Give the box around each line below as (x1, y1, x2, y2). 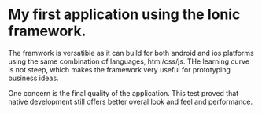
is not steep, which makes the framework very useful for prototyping (8, 64, 231, 74)
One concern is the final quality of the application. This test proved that (8, 88, 239, 97)
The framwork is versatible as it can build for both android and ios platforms (8, 48, 254, 57)
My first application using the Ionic (8, 6, 241, 24)
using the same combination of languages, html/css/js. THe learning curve (8, 57, 250, 66)
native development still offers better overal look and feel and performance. (8, 97, 253, 106)
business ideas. (8, 73, 59, 83)
